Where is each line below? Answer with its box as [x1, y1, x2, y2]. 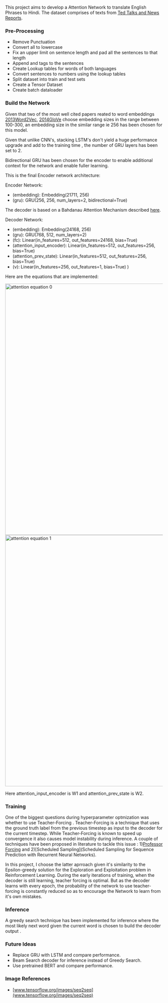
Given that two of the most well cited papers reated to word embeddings [5, 111, 155, 117]
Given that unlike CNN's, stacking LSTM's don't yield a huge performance [5, 137, 157, 143]
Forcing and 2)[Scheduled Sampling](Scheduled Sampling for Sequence [5, 846, 154, 852]
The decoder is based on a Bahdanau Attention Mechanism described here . [5, 207, 161, 213]
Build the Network [5, 100, 50, 107]
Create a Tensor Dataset [12, 81, 63, 87]
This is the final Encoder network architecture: [5, 172, 100, 178]
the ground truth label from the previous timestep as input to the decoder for [5, 825, 163, 831]
